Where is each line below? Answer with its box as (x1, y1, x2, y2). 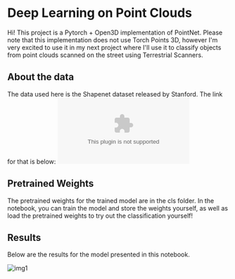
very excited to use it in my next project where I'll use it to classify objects (7, 43, 222, 51)
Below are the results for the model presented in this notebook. (7, 250, 190, 259)
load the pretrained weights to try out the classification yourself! (7, 211, 193, 220)
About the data (7, 71, 75, 83)
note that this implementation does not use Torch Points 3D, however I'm (7, 35, 218, 44)
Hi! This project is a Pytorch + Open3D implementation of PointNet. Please (7, 28, 223, 37)
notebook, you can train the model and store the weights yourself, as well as (7, 204, 229, 212)
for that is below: (7, 157, 56, 166)
